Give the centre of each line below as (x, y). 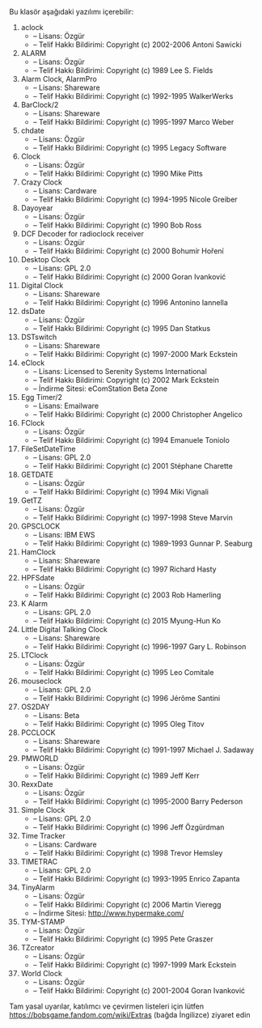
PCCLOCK (38, 733)
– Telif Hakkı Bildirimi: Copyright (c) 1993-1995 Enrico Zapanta (136, 879)
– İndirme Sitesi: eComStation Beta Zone (100, 389)
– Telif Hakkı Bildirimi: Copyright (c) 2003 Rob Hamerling (127, 595)
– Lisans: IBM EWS (64, 535)
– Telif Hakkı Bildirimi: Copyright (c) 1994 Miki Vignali (121, 492)
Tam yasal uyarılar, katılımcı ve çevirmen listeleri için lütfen (107, 1006)
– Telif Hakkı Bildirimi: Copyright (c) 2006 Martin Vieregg (127, 905)
